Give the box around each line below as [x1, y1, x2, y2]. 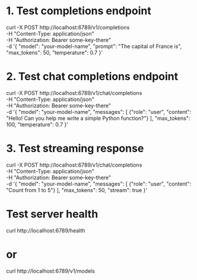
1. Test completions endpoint [6, 4, 151, 18]
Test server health [6, 208, 99, 221]
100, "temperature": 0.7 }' [6, 120, 68, 128]
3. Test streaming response [6, 142, 144, 155]
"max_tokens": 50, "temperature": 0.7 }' [6, 49, 103, 56]
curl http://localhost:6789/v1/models [6, 267, 95, 274]
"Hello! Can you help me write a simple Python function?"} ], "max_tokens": [6, 114, 190, 122]
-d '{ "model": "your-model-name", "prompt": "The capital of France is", [6, 43, 182, 50]
